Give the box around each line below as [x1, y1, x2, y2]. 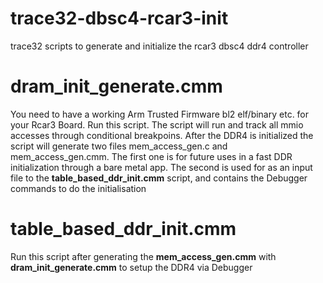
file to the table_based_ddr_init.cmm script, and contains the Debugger [10, 172, 308, 184]
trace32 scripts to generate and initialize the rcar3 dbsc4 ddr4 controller [10, 40, 309, 52]
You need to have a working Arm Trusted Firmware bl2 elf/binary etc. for [10, 108, 310, 120]
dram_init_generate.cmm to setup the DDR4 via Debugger [10, 261, 253, 273]
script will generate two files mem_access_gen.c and [10, 140, 228, 152]
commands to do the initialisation [10, 182, 147, 194]
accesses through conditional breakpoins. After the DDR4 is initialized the [10, 129, 314, 141]
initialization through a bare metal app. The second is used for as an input [10, 161, 313, 173]
